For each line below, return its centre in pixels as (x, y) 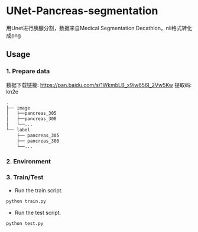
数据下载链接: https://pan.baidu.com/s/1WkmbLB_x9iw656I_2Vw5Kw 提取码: (99, 85)
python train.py (26, 201)
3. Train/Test (25, 178)
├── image (18, 108)
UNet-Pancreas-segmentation (82, 11)
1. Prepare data (28, 71)
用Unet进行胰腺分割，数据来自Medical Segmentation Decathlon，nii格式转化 (99, 28)
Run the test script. (38, 212)
